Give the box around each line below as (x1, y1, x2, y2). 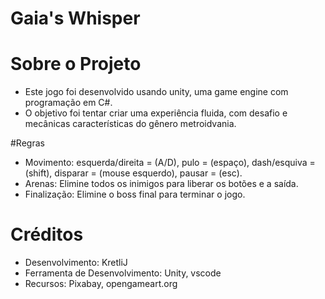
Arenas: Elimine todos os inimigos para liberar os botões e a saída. (24, 178, 299, 190)
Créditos (10, 223, 84, 246)
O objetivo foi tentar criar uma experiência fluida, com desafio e (24, 107, 288, 119)
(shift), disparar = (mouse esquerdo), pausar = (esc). (24, 167, 243, 179)
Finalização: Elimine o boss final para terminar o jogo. (24, 188, 246, 201)
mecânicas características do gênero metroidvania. (24, 118, 237, 130)
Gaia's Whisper (10, 7, 141, 30)
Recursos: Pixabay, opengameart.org (24, 278, 178, 290)
